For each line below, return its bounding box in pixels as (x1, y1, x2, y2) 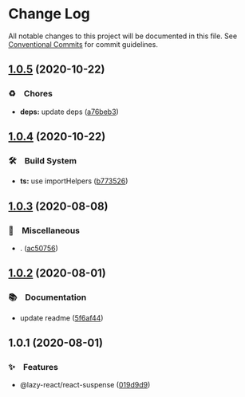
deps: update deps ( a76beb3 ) (19, 107, 120, 116)
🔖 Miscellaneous (8, 225, 80, 236)
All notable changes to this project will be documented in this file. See (8, 31, 238, 41)
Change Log (8, 5, 90, 23)
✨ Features (8, 362, 58, 372)
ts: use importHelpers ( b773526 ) (19, 176, 128, 186)
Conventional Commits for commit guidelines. (8, 39, 158, 49)
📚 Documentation (8, 292, 87, 303)
